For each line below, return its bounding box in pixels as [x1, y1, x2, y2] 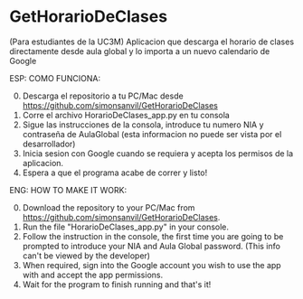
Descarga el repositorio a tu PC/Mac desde [22, 90, 184, 101]
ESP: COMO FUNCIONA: [9, 72, 101, 83]
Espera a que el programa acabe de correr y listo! [22, 167, 208, 178]
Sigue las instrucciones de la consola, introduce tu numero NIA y [22, 119, 264, 130]
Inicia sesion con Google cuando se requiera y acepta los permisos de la [22, 147, 294, 159]
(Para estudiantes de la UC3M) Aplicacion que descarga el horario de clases [9, 36, 295, 47]
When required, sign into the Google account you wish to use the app [22, 259, 282, 270]
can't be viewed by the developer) [22, 250, 151, 261]
